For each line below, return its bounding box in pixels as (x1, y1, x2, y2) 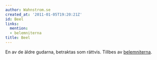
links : (5, 21, 19, 26)
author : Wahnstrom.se (5, 7, 51, 12)
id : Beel (5, 16, 24, 21)
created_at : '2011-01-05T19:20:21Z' (5, 12, 82, 17)
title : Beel (5, 35, 30, 40)
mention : (10, 26, 28, 31)
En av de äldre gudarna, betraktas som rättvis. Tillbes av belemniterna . (5, 48, 152, 55)
